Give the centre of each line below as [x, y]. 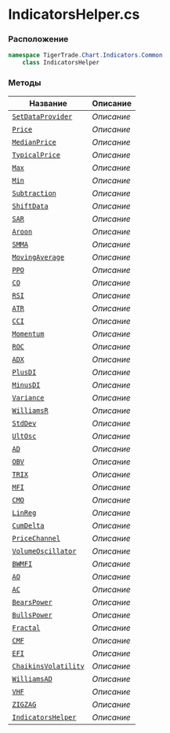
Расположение [38, 39]
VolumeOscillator [44, 551]
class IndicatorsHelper [61, 63]
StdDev [24, 423]
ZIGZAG [24, 704]
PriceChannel [36, 538]
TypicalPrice [36, 155]
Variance [28, 398]
